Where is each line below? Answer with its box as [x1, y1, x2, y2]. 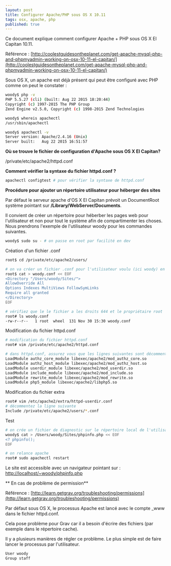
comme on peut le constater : [5, 83, 67, 89]
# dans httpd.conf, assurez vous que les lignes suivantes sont [5, 352, 145, 357]
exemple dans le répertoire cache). [5, 526, 79, 532]
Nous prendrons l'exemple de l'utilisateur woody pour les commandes [5, 223, 152, 229]
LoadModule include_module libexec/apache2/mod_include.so [5, 370, 133, 375]
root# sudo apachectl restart [5, 455, 70, 461]
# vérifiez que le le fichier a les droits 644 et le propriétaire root [5, 309, 163, 314]
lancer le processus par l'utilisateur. [5, 541, 80, 548]
